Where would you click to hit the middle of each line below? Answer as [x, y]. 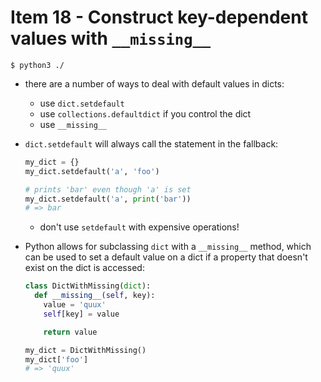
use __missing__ [73, 124]
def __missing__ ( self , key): [95, 296]
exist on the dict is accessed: [84, 268]
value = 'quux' [75, 305]
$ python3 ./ [37, 65]
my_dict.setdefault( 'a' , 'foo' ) [92, 171]
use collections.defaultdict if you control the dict [145, 113]
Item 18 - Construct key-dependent [159, 17]
